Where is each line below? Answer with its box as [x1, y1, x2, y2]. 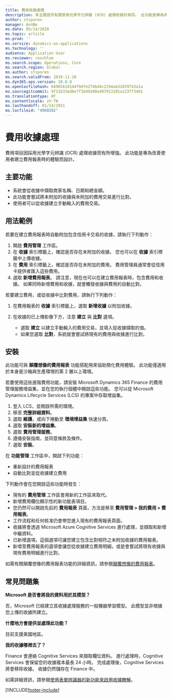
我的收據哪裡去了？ [5, 642, 46, 648]
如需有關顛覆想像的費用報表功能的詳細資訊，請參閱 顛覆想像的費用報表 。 [5, 561, 158, 567]
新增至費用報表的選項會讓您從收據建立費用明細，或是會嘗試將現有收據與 [12, 543, 165, 549]
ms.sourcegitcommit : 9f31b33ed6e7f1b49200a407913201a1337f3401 [5, 88, 143, 94]
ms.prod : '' [5, 37, 31, 42]
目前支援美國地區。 [5, 631, 46, 637]
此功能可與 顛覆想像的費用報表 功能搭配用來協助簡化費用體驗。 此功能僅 [5, 362, 157, 368]
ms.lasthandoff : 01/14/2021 [5, 103, 66, 109]
